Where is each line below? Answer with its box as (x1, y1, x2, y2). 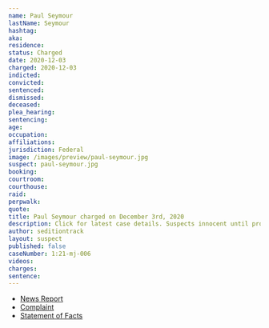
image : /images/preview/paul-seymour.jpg (8, 153, 149, 161)
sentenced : (8, 86, 45, 94)
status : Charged (8, 49, 62, 57)
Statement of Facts (19, 311, 83, 321)
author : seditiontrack (8, 227, 84, 236)
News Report (19, 294, 64, 304)
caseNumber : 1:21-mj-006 (8, 250, 91, 258)
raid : (8, 190, 26, 198)
